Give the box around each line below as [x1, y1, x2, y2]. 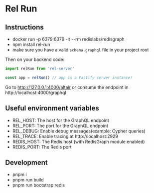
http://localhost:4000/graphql [5, 89, 66, 95]
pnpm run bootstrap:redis [12, 182, 65, 188]
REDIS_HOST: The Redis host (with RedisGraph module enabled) [12, 138, 146, 144]
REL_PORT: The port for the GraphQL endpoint [12, 122, 109, 128]
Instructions [5, 23, 44, 31]
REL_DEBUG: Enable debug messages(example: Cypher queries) [12, 128, 146, 134]
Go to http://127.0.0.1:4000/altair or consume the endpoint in [5, 84, 129, 90]
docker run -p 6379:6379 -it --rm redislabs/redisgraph [12, 36, 125, 42]
